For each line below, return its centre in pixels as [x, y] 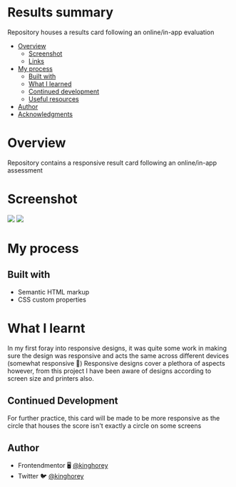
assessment [25, 170]
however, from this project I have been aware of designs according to [109, 371]
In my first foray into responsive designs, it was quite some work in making [117, 348]
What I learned [50, 83]
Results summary [61, 12]
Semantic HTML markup [53, 292]
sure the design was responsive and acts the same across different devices [118, 355]
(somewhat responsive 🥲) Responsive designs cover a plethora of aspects [117, 363]
